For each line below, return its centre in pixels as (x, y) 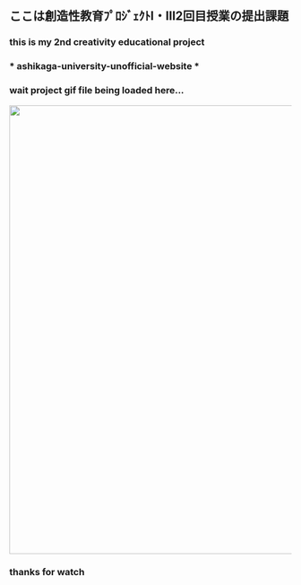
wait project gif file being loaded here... (97, 91)
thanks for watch (47, 572)
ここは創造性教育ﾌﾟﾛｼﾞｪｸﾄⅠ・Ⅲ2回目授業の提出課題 (149, 16)
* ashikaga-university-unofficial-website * (104, 66)
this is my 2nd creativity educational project (107, 42)
